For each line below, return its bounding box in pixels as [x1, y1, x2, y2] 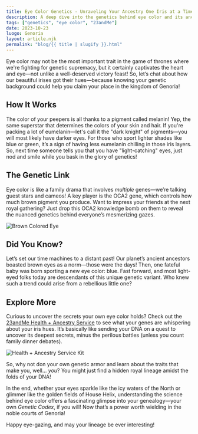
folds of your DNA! [6, 373, 51, 380]
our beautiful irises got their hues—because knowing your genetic [6, 76, 167, 83]
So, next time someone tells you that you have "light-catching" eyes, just [6, 147, 183, 154]
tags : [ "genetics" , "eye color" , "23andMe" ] [6, 19, 117, 25]
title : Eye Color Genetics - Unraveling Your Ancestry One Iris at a [6, 8, 181, 15]
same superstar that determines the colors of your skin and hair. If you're [6, 121, 184, 129]
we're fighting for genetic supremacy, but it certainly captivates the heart [6, 64, 184, 71]
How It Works [6, 100, 57, 110]
